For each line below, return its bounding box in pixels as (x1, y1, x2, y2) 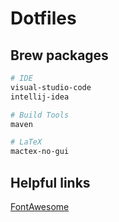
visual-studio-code (10, 82, 92, 92)
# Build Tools (10, 110, 70, 120)
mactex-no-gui (10, 147, 70, 157)
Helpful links (10, 174, 91, 191)
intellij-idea (10, 92, 70, 102)
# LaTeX (10, 137, 43, 147)
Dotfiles (10, 7, 77, 30)
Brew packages (10, 47, 109, 64)
